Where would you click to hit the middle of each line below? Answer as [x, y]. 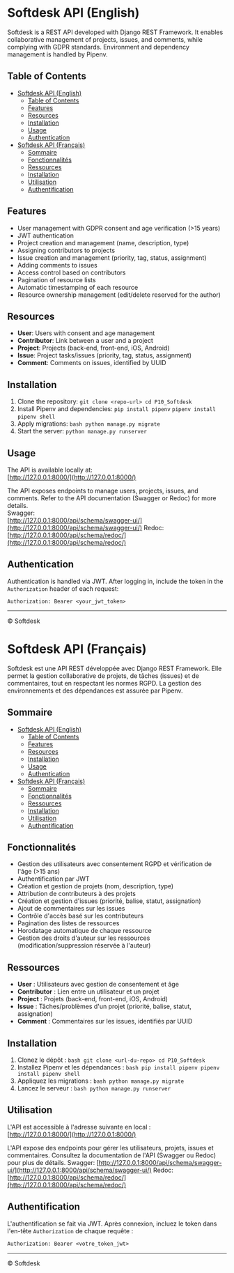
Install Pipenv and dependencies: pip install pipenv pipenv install [116, 409]
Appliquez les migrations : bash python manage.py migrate [101, 1081]
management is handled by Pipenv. [57, 54]
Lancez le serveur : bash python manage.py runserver [94, 1088]
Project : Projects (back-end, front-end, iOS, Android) [93, 348]
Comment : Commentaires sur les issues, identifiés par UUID [105, 1021]
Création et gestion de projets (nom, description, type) [95, 886]
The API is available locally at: [50, 470]
